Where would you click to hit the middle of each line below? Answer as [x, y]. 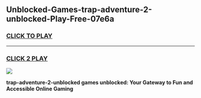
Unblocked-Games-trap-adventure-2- [79, 10]
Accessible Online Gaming [40, 88]
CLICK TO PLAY [29, 36]
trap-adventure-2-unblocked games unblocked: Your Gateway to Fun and [100, 82]
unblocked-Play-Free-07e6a [60, 19]
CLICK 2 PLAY [27, 58]
